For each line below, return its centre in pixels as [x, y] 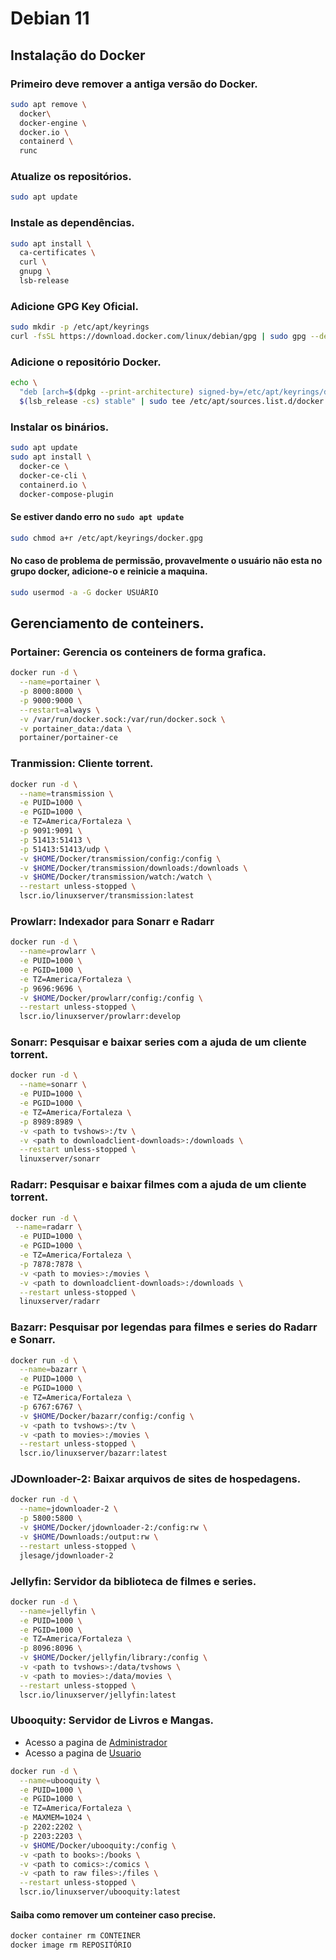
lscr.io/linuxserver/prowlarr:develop [100, 1017]
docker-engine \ [53, 123]
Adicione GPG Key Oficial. [74, 306]
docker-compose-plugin [66, 494]
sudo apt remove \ [48, 104]
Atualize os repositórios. [71, 177]
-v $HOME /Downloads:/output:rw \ [89, 1537]
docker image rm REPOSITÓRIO [71, 1945]
